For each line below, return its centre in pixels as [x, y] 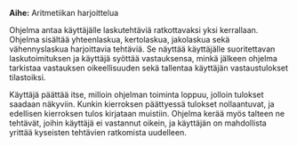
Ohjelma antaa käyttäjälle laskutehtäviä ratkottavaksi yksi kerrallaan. [134, 30]
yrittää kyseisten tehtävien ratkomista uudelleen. [98, 132]
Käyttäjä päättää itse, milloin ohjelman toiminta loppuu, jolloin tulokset [136, 94]
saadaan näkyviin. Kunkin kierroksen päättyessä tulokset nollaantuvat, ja [142, 104]
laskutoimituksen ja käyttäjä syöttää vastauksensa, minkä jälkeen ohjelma [144, 58]
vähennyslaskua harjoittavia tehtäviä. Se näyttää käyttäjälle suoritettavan [142, 49]
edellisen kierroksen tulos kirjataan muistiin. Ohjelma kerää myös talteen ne [147, 114]
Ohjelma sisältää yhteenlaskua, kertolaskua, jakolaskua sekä [120, 40]
